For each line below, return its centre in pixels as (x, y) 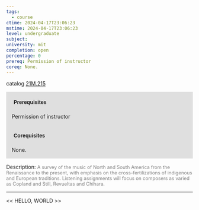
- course (22, 17)
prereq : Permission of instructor (49, 61)
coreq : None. (22, 67)
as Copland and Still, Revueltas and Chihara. (56, 184)
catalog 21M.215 (26, 84)
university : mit (26, 45)
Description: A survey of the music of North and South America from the (88, 167)
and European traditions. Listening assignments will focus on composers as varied (98, 179)
